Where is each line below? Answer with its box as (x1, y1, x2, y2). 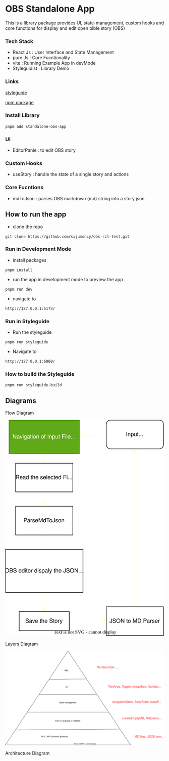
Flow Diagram (5, 410, 34, 416)
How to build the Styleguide (5, 371, 75, 378)
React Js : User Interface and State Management (12, 49, 115, 56)
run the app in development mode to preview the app (12, 276, 123, 282)
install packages (12, 257, 47, 263)
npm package (5, 99, 34, 105)
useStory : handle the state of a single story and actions (12, 171, 129, 177)
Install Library (5, 112, 40, 119)
